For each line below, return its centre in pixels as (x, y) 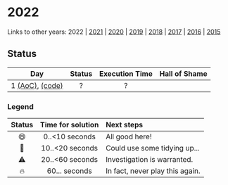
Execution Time (126, 73)
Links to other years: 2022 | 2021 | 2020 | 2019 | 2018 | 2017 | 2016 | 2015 (114, 32)
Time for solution (69, 125)
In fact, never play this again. (153, 171)
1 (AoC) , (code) (37, 85)
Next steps (124, 125)
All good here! (129, 136)
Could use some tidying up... (153, 148)
